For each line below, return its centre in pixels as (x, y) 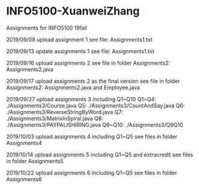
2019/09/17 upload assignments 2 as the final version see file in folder (93, 81)
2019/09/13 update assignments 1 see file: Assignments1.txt (81, 51)
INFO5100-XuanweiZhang (73, 11)
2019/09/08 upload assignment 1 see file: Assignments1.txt (79, 39)
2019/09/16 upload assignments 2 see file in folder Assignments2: (88, 63)
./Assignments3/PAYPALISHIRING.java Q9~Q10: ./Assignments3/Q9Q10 (95, 124)
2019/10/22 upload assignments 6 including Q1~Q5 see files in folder (92, 173)
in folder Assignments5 (35, 161)
